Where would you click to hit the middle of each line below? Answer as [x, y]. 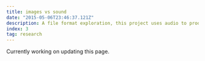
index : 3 [17, 29]
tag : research [24, 34]
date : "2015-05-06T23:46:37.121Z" [50, 18]
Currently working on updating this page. [58, 51]
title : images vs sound [37, 12]
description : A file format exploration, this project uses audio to [97, 23]
